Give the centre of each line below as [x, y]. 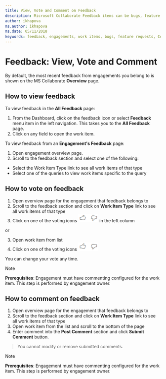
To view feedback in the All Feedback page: [50, 108]
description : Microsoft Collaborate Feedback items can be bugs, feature [83, 16]
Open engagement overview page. [47, 153]
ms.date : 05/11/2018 [26, 32]
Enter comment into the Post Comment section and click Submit [78, 332]
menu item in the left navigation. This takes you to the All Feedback [81, 123]
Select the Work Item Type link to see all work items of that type [77, 168]
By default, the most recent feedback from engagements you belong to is [80, 75]
